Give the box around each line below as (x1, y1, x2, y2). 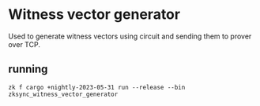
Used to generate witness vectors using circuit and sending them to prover (8, 31, 252, 41)
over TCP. (8, 39, 41, 49)
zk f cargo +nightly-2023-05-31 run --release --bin (8, 83, 186, 91)
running (8, 63, 48, 76)
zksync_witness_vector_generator (8, 90, 119, 98)
